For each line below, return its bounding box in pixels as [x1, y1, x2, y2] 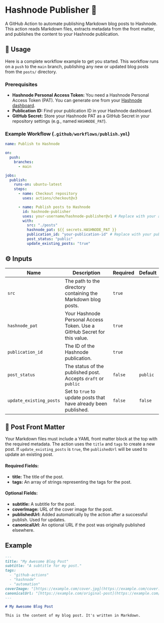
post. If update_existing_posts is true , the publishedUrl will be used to [5, 446, 147, 452]
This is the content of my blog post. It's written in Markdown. [5, 613, 141, 618]
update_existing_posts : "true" [26, 241, 91, 246]
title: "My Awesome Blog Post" [5, 559, 69, 564]
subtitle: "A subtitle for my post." [5, 564, 82, 569]
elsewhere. [12, 527, 35, 533]
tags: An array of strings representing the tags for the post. [12, 479, 132, 485]
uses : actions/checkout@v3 [22, 196, 78, 201]
